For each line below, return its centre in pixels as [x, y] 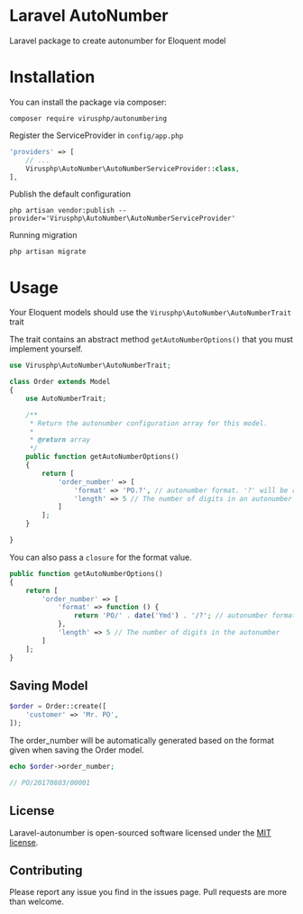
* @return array [60, 440]
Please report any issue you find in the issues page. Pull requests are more [148, 892]
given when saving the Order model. [77, 750]
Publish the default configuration [70, 194]
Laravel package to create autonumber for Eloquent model [118, 41]
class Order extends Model [60, 382]
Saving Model [49, 685]
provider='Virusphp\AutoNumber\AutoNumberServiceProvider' [123, 219]
